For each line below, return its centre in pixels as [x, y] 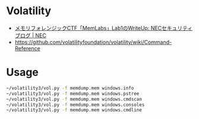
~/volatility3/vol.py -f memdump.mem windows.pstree [73, 94]
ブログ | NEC [30, 35]
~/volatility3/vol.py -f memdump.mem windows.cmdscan [74, 99]
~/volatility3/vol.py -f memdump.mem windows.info [70, 88]
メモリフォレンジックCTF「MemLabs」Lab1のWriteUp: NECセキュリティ [104, 28]
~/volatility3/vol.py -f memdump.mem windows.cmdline [74, 110]
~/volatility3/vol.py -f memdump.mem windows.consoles [75, 105]
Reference [27, 48]
